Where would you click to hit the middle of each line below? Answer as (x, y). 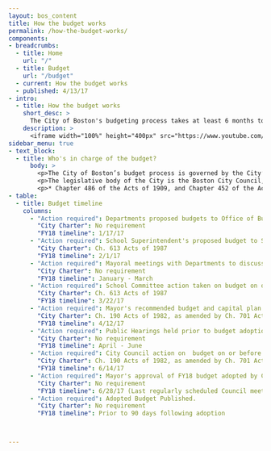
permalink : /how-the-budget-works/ (68, 31)
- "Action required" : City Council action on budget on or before (146, 353)
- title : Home (39, 53)
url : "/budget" (48, 76)
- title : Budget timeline (59, 203)
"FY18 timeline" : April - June (90, 346)
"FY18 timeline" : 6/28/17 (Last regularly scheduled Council (142, 391)
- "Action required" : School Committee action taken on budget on (144, 286)
